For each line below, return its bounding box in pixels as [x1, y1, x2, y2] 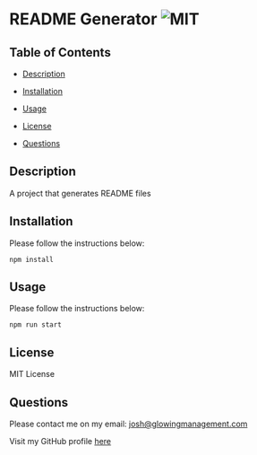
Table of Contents [9, 45, 112, 60]
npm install [9, 255, 54, 264]
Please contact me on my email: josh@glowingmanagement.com [9, 418, 248, 430]
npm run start [9, 320, 63, 329]
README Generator [9, 9, 158, 30]
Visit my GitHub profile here [9, 436, 112, 447]
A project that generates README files [9, 188, 151, 198]
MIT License [9, 369, 56, 380]
